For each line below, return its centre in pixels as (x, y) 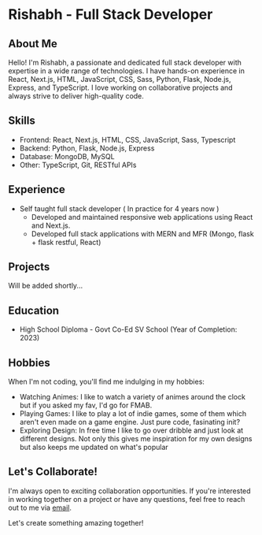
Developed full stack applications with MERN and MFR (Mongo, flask (142, 233)
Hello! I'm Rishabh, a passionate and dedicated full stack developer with (125, 62)
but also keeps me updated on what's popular (94, 448)
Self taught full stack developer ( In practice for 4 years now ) (119, 208)
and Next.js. (51, 225)
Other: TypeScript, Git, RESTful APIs (78, 165)
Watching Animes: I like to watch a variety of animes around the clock (133, 397)
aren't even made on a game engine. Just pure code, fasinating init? (130, 422)
